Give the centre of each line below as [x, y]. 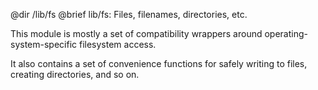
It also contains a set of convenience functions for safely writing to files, [159, 63]
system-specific [44, 44]
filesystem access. [117, 44]
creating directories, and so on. [75, 74]
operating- [286, 33]
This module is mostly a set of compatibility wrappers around [136, 33]
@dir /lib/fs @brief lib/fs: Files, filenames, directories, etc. [129, 14]
